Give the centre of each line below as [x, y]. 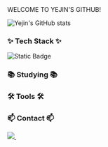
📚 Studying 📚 [33, 75]
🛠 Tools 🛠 [26, 97]
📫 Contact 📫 [31, 118]
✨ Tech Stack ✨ [34, 41]
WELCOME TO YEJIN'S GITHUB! [54, 9]
